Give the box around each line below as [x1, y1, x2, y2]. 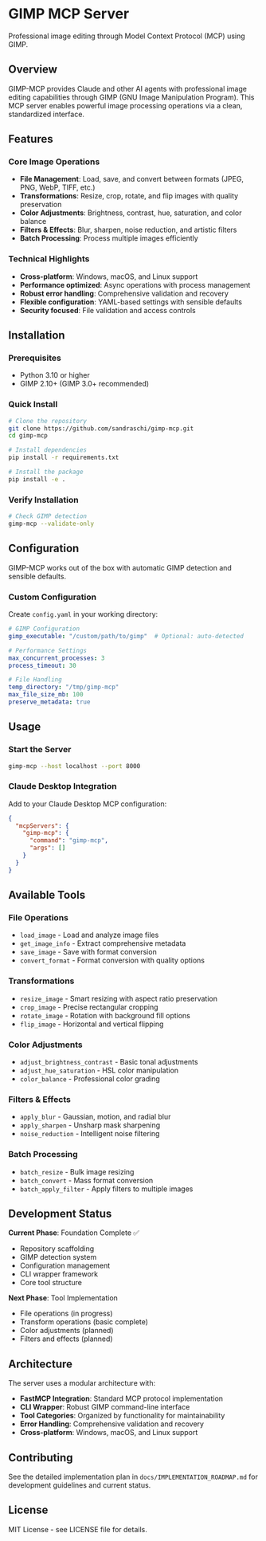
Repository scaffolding [19, 1244, 95, 1253]
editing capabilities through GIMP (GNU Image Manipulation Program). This [8, 92, 255, 102]
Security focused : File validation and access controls [19, 305, 197, 315]
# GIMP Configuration [8, 625, 80, 633]
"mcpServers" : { [15, 821, 69, 829]
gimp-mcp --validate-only [8, 520, 94, 528]
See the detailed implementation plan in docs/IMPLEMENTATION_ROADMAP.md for [8, 1472, 259, 1482]
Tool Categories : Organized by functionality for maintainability [19, 1411, 225, 1421]
